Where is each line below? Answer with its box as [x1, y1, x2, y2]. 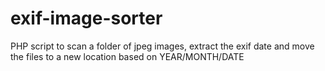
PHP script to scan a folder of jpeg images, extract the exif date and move [10, 40, 315, 52]
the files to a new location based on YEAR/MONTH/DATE [10, 50, 245, 62]
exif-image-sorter [10, 7, 163, 30]
